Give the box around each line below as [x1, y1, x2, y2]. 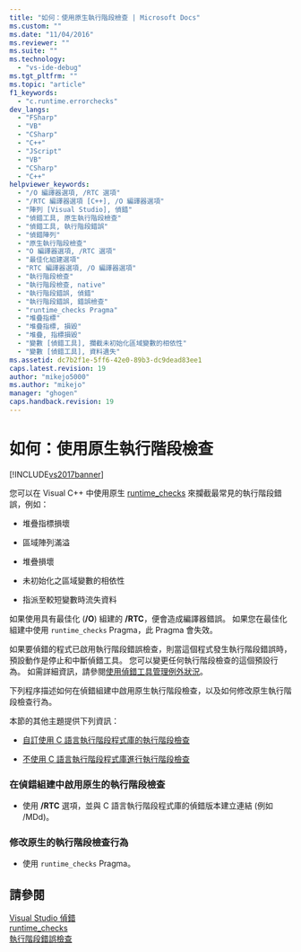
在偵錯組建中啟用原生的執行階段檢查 [9, 778, 166, 790]
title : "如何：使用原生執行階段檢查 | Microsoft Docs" [9, 13, 201, 22]
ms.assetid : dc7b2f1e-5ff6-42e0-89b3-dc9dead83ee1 [9, 356, 202, 365]
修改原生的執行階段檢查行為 [9, 836, 129, 849]
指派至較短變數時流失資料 [21, 594, 117, 604]
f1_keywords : [9, 88, 58, 97]
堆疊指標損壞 [21, 517, 70, 528]
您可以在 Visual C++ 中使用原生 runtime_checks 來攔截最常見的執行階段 [9, 487, 275, 498]
